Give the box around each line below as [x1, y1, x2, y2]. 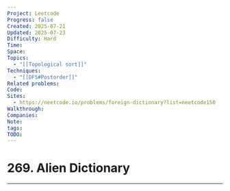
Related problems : [7, 80, 60, 87]
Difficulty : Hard [7, 36, 57, 42]
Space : [7, 49, 26, 55]
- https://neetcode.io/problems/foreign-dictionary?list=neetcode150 [13, 99, 216, 106]
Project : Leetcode [7, 10, 60, 17]
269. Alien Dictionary [7, 160, 130, 176]
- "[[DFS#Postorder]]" [13, 73, 78, 81]
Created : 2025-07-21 [7, 23, 66, 29]
